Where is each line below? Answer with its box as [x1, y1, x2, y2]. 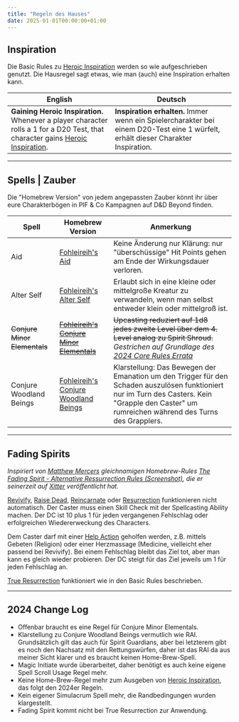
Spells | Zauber [7, 174, 76, 186]
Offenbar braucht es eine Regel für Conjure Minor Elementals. [17, 622, 199, 631]
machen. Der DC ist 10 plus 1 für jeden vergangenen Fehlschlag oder [7, 511, 208, 519]
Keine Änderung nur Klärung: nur [113, 238, 223, 248]
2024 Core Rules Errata [113, 351, 193, 361]
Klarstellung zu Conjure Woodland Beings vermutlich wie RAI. [17, 630, 198, 639]
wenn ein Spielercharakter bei [115, 116, 215, 126]
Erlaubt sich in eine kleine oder [113, 277, 216, 287]
